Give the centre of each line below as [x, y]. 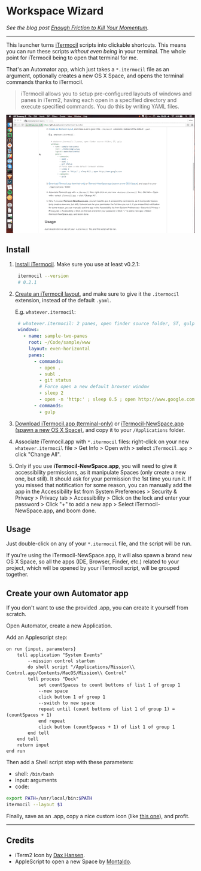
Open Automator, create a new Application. [59, 626]
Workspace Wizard [55, 11]
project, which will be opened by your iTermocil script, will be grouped [93, 568]
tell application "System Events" [60, 655]
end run [16, 751]
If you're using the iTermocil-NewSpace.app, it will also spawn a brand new [99, 555]
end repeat [52, 721]
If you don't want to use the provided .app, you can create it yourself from [97, 608]
